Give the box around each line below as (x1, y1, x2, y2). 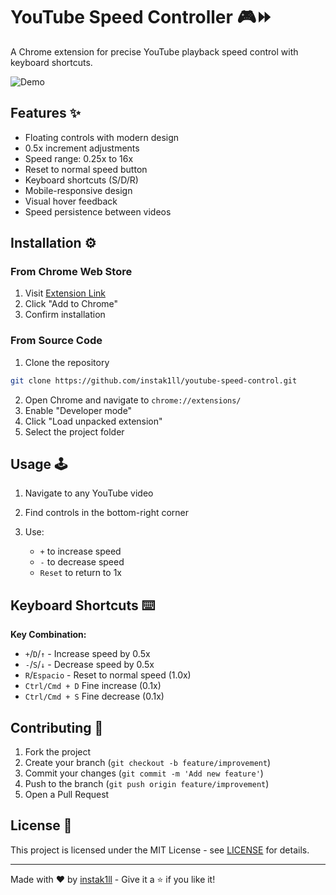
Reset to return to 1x (39, 567, 122, 579)
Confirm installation (24, 309, 106, 321)
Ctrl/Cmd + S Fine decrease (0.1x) (24, 690, 165, 703)
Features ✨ (10, 105, 81, 122)
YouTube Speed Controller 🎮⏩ (10, 6, 273, 29)
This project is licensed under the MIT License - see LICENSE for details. (10, 844, 310, 856)
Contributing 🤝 (10, 719, 104, 736)
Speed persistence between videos (24, 205, 172, 218)
